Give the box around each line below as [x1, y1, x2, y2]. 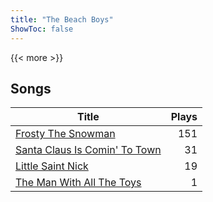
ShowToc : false [10, 24, 74, 34]
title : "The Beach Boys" [10, 14, 114, 25]
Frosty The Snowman [15, 127, 116, 141]
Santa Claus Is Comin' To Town [15, 143, 162, 157]
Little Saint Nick [15, 159, 89, 173]
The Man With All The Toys [15, 176, 142, 190]
